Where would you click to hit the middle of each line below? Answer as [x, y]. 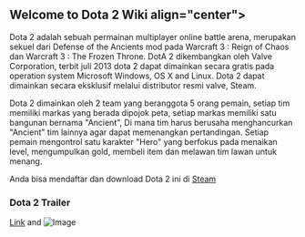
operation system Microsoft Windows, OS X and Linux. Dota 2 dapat [137, 76]
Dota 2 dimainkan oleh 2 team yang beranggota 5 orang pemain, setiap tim [150, 103]
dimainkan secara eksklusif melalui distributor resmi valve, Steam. [133, 85]
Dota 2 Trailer [40, 202]
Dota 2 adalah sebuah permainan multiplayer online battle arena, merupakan [153, 36]
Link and [25, 222]
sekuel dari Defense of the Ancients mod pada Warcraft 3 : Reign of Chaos [149, 46]
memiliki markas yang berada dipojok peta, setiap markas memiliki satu [143, 112]
